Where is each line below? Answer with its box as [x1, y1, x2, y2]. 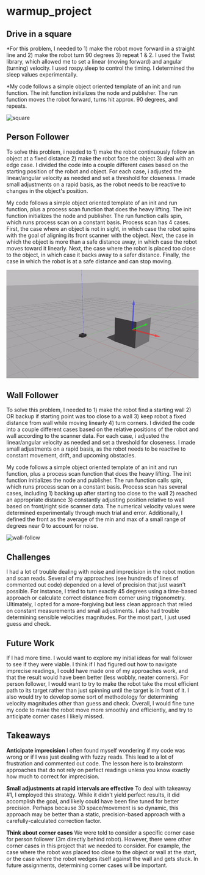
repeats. [6, 102, 27, 110]
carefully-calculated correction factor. [6, 817, 102, 824]
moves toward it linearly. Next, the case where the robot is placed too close [6, 244, 196, 252]
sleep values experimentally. [6, 71, 78, 78]
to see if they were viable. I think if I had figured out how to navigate [6, 660, 178, 668]
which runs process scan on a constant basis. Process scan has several [6, 483, 187, 490]
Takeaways [6, 730, 51, 741]
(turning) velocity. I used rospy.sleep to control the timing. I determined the [6, 64, 195, 72]
